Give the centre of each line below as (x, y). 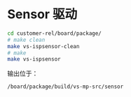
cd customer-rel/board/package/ (54, 33)
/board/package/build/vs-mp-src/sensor (65, 87)
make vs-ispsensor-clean (43, 46)
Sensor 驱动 (42, 14)
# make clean (26, 40)
